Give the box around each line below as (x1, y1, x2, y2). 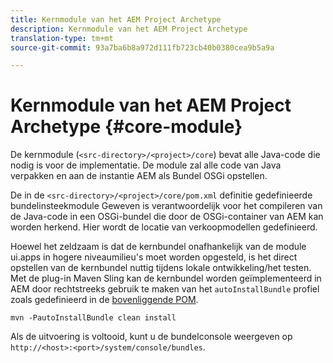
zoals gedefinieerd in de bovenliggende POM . (10, 294, 199, 306)
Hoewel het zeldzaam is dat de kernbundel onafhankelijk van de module (10, 241, 307, 253)
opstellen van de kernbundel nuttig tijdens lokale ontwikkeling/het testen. (10, 262, 312, 274)
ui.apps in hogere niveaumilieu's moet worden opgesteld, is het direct (10, 251, 298, 263)
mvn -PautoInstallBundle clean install (10, 313, 177, 323)
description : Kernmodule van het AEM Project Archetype (10, 24, 248, 34)
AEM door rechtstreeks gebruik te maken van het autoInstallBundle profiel (10, 283, 320, 295)
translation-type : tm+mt (10, 33, 114, 43)
